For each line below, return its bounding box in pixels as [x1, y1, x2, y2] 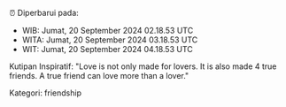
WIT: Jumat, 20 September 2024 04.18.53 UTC [21, 44, 193, 54]
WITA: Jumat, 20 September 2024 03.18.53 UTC [21, 34, 198, 45]
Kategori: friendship [9, 88, 82, 98]
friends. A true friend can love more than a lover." [9, 71, 189, 80]
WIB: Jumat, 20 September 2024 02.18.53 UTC [21, 26, 194, 35]
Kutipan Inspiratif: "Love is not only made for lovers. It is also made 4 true [9, 61, 277, 72]
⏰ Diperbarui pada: [9, 8, 80, 18]
